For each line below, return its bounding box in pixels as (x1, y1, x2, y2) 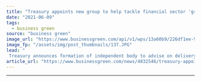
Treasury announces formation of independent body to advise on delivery (8, 53, 197, 59)
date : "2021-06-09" (6, 14, 55, 20)
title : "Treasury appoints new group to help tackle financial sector (6, 8, 186, 15)
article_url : (6, 58, 39, 64)
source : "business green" (6, 31, 71, 37)
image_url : (6, 36, 33, 42)
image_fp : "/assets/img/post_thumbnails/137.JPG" (6, 42, 133, 48)
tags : (6, 20, 20, 26)
